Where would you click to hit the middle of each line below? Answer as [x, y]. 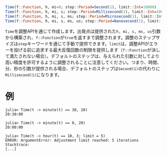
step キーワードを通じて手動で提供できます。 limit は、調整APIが [84, 43]
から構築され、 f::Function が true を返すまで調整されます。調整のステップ [81, 37]
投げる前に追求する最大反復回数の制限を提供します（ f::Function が [83, 50]
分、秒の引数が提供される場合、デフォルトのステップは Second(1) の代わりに [83, 68]
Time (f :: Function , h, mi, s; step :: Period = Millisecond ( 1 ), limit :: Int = [81, 12]
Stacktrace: [17, 145]
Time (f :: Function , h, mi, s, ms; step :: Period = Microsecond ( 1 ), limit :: [81, 16]
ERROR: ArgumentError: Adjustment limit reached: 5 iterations [72, 141]
